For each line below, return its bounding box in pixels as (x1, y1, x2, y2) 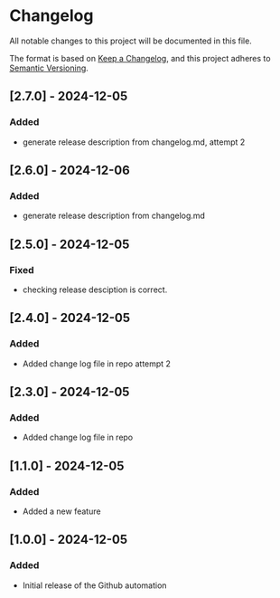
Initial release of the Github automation (22, 580, 167, 591)
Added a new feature (22, 506, 101, 517)
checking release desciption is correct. (22, 284, 168, 295)
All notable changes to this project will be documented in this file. (9, 35, 253, 46)
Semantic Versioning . (9, 62, 89, 73)
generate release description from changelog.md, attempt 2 (22, 137, 246, 147)
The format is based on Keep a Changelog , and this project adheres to (9, 52, 271, 63)
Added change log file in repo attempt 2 (22, 358, 172, 369)
